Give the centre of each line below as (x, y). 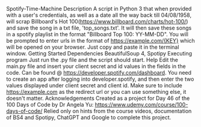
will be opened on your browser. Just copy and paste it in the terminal (93, 47)
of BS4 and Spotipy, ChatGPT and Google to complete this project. (89, 117)
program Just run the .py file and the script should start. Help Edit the (92, 60)
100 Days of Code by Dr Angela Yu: (50, 104)
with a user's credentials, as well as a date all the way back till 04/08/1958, (99, 15)
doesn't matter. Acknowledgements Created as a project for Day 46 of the (98, 98)
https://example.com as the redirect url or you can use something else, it (96, 92)
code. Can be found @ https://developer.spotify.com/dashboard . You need (99, 73)
